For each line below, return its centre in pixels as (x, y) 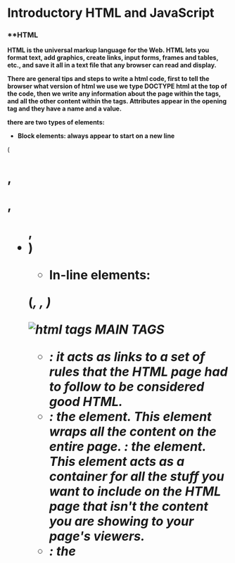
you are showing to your (121, 521)
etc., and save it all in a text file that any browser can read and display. (112, 65)
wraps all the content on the (133, 431)
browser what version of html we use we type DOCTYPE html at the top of (117, 87)
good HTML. (86, 401)
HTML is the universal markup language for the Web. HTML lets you (108, 50)
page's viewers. (97, 536)
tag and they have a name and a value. (64, 109)
